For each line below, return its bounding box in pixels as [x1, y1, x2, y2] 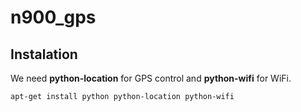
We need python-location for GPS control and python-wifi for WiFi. [10, 72, 292, 84]
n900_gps [10, 6, 97, 29]
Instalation [10, 46, 78, 63]
